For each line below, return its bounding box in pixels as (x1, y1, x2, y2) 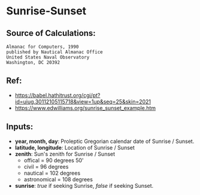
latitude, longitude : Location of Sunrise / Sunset (14, 144, 135, 151)
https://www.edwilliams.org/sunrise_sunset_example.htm (14, 104, 156, 111)
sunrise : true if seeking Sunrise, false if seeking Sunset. (14, 182, 154, 189)
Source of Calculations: (6, 28, 96, 38)
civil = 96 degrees (23, 163, 69, 170)
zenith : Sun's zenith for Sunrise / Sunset (14, 150, 116, 157)
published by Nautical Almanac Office (6, 49, 103, 55)
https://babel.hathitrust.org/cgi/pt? (14, 92, 101, 99)
